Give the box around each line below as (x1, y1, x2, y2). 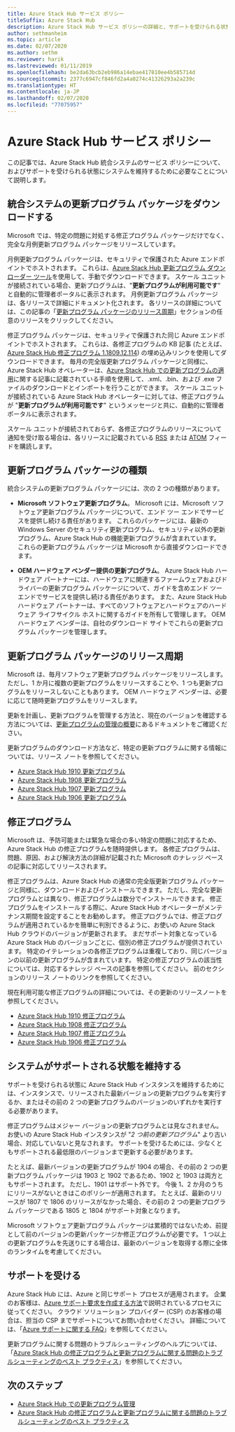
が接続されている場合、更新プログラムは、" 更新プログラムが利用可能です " (7, 281, 221, 289)
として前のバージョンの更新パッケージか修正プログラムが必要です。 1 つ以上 (7, 1230, 227, 1238)
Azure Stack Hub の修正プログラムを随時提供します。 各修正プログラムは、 (7, 845, 224, 853)
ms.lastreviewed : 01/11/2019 (7, 62, 92, 69)
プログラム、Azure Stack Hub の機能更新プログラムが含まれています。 (17, 534, 220, 542)
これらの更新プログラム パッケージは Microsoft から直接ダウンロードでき (17, 543, 228, 552)
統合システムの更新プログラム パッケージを (7, 198, 193, 210)
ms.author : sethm (7, 50, 58, 57)
